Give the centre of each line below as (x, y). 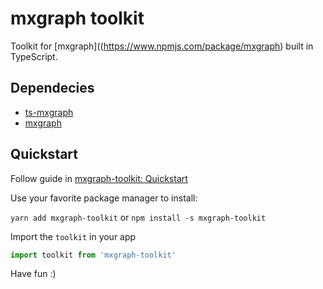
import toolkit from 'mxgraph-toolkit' (93, 255)
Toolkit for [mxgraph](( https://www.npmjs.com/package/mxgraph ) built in (162, 46)
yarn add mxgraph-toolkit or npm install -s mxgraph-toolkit (138, 217)
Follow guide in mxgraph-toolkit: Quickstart (99, 178)
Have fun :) (33, 274)
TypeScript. (34, 56)
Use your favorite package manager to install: (104, 198)
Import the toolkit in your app (73, 236)
